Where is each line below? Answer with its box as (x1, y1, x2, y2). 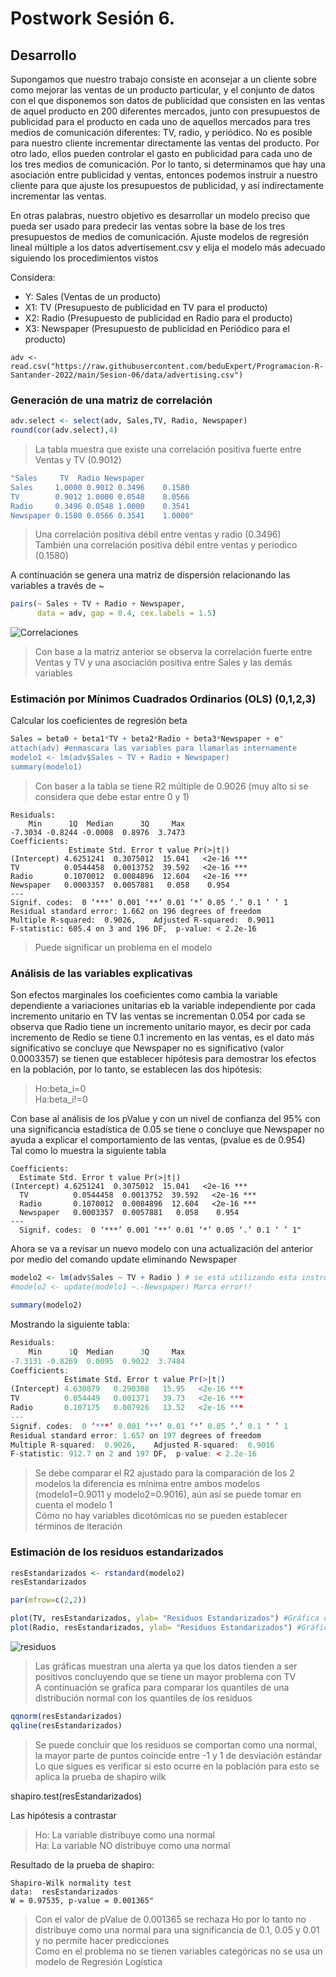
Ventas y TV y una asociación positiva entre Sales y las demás (34, 657, 293, 669)
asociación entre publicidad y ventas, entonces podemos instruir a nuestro (10, 169, 318, 181)
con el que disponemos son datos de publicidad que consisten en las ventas (10, 95, 326, 106)
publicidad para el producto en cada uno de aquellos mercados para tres (10, 116, 311, 127)
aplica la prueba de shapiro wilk (34, 1770, 167, 1782)
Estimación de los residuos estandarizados (10, 1545, 224, 1559)
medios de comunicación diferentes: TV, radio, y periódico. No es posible (10, 127, 313, 138)
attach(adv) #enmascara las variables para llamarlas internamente (10, 743, 298, 754)
